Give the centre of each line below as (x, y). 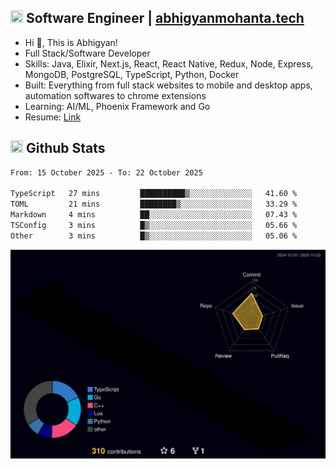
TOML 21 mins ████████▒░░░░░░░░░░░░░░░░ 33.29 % (154, 204)
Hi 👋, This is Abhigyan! (71, 42)
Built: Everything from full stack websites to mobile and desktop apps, (168, 85)
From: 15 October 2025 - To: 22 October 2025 (106, 172)
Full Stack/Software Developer (87, 53)
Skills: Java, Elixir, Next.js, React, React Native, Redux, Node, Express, (169, 63)
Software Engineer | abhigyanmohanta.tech (165, 18)
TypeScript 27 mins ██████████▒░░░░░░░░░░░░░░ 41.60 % (154, 194)
